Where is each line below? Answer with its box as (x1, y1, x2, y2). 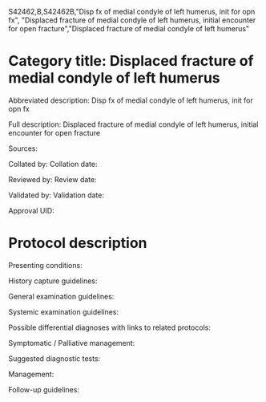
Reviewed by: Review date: (8, 174, 98, 184)
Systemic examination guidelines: (8, 307, 119, 316)
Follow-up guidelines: (8, 384, 80, 394)
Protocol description (8, 234, 147, 252)
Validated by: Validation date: (8, 190, 104, 200)
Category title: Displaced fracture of (8, 52, 254, 71)
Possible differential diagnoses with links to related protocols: (8, 323, 211, 332)
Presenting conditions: (8, 260, 83, 270)
